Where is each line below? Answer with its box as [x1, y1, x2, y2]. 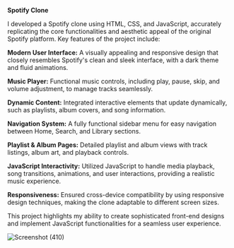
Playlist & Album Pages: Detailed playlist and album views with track [7, 141, 208, 149]
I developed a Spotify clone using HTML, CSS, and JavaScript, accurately [7, 20, 221, 28]
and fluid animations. [7, 64, 69, 71]
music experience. [7, 177, 62, 185]
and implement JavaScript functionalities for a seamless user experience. [7, 219, 221, 228]
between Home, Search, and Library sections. [7, 127, 141, 135]
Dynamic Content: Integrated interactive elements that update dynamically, [7, 98, 228, 107]
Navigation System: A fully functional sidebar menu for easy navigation [7, 119, 217, 128]
